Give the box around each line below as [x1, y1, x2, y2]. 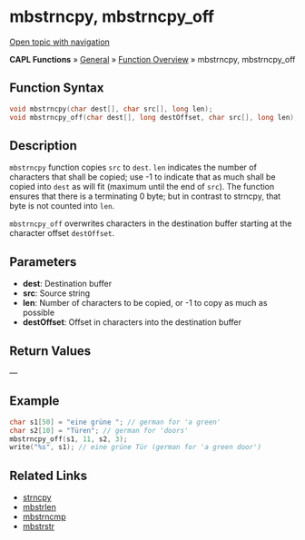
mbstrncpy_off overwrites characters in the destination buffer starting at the [9, 218, 292, 229]
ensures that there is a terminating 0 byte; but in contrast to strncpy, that [9, 191, 281, 201]
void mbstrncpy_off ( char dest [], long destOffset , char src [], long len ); [9, 113, 299, 122]
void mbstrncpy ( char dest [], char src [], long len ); [9, 104, 213, 113]
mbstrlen [22, 502, 56, 513]
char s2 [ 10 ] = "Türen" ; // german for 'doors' [9, 426, 189, 435]
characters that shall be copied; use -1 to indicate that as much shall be [9, 172, 276, 182]
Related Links [9, 467, 88, 483]
